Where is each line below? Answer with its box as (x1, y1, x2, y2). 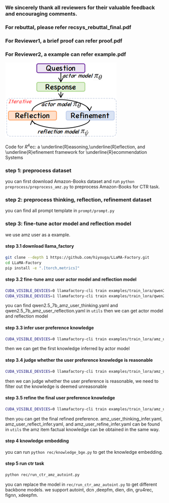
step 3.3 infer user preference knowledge (5, 325, 94, 331)
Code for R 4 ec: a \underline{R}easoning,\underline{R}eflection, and (5, 143, 145, 150)
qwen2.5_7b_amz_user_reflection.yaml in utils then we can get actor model (5, 308, 163, 314)
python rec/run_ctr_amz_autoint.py (5, 472, 80, 477)
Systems (5, 154, 24, 160)
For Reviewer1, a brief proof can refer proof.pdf (5, 37, 123, 44)
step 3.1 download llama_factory (5, 243, 74, 249)
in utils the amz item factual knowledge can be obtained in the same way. (5, 426, 160, 432)
